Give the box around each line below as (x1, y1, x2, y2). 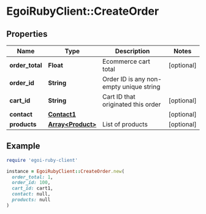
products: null (12, 197, 51, 203)
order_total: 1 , (12, 174, 53, 180)
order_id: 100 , (12, 180, 51, 186)
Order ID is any (102, 75, 145, 83)
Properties (6, 29, 48, 39)
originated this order (102, 100, 161, 109)
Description (115, 47, 150, 55)
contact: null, (12, 191, 51, 197)
